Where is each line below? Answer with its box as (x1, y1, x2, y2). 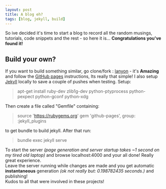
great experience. (5, 157, 41, 164)
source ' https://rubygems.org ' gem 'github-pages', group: (17, 113, 136, 119)
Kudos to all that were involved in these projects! (5, 179, 105, 185)
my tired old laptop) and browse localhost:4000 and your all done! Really (5, 152, 154, 158)
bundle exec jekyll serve (17, 137, 67, 143)
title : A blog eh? (5, 12, 43, 17)
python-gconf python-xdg (35, 94, 89, 100)
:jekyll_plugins (17, 118, 47, 124)
